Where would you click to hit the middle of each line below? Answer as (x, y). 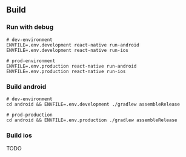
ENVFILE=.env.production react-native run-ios (66, 71)
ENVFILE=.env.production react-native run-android (71, 66)
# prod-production (29, 115)
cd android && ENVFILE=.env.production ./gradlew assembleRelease (92, 120)
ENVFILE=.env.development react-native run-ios (68, 50)
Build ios (19, 135)
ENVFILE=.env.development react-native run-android (73, 45)
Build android (26, 86)
